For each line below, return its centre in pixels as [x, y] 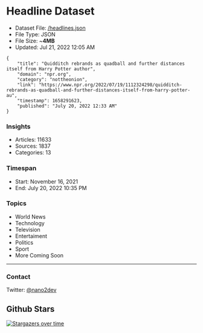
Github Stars [31, 309]
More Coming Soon [39, 255]
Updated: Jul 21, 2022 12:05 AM [55, 47]
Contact [18, 277]
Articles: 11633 [33, 140]
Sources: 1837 [33, 146]
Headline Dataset [50, 11]
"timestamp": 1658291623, [50, 101]
